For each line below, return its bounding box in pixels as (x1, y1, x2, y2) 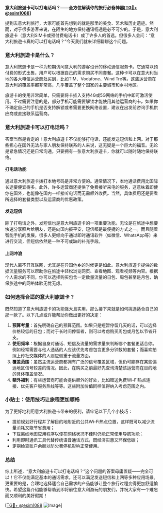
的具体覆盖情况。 (12, 371, 47, 377)
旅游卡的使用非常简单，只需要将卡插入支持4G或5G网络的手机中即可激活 (5, 92, 149, 98)
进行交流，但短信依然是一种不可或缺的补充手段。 (5, 238, 103, 244)
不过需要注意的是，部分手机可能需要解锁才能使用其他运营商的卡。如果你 (13, 98, 158, 104)
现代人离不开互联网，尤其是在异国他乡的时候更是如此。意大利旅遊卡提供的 (5, 262, 154, 268)
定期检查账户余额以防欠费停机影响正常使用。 (12, 443, 102, 449)
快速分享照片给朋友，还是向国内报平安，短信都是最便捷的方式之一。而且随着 (5, 226, 158, 232)
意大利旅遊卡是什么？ (5, 52, 55, 58)
